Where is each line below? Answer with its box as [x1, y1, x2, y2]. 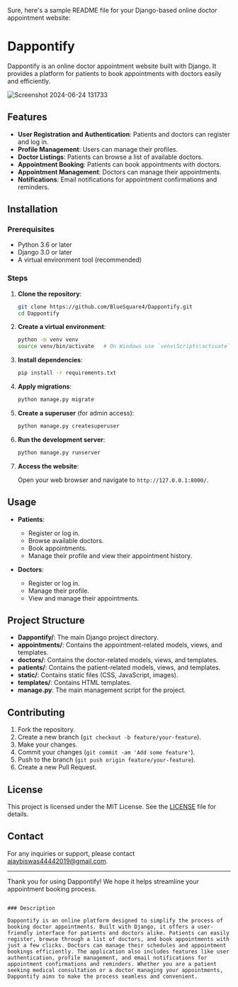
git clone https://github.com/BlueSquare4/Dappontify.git [17, 303, 193, 311]
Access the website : [17, 462, 79, 470]
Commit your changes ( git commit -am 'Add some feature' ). [17, 748, 195, 757]
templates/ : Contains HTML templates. [17, 679, 132, 687]
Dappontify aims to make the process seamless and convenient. [7, 973, 198, 980]
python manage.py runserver [17, 449, 101, 456]
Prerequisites [7, 225, 55, 235]
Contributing [7, 706, 65, 718]
